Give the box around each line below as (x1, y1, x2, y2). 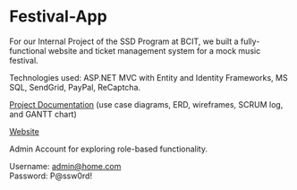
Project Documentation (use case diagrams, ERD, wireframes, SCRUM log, (9, 99, 284, 109)
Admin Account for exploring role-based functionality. (9, 143, 208, 154)
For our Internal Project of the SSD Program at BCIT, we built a (9, 36, 239, 47)
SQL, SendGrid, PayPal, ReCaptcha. (9, 82, 141, 92)
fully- (240, 36, 260, 47)
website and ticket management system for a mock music (47, 45, 261, 56)
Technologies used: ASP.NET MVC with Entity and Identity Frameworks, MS (9, 72, 288, 82)
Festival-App (9, 6, 107, 27)
